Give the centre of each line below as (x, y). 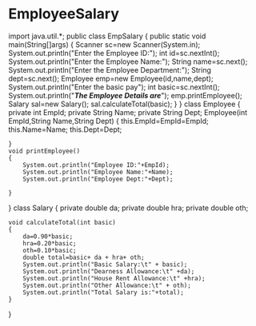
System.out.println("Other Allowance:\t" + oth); (107, 285)
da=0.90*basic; (48, 237)
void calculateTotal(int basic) (62, 222)
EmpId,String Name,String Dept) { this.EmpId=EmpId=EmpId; (109, 121)
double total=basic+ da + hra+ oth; (84, 257)
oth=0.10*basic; (50, 250)
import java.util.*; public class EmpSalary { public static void (107, 36)
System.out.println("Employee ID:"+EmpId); (96, 165)
